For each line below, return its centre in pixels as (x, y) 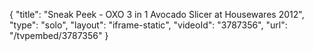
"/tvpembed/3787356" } (59, 35)
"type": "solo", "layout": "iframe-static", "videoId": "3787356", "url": (148, 25)
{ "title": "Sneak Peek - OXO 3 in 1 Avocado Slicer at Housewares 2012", (157, 14)
